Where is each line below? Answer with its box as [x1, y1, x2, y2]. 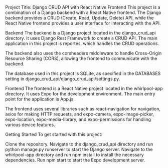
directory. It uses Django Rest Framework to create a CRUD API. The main [5, 35, 158, 41]
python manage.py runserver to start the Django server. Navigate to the [5, 146, 153, 152]
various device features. [5, 122, 55, 127]
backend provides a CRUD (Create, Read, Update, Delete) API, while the [5, 15, 154, 20]
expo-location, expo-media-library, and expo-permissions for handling [5, 116, 151, 122]
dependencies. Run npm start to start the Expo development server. [5, 157, 145, 163]
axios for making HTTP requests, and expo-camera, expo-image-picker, [5, 111, 154, 117]
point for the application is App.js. [5, 96, 75, 102]
